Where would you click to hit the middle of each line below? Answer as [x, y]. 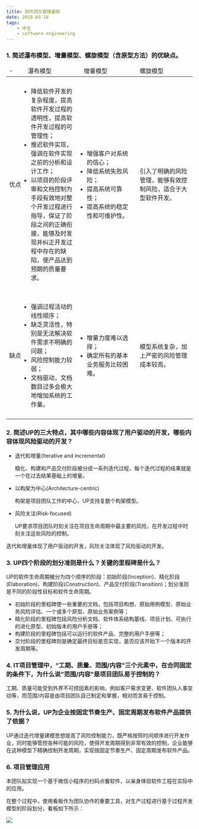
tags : [13, 23]
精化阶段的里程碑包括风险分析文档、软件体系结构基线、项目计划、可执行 [103, 619]
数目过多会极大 [52, 387]
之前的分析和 [49, 162]
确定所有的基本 [107, 356]
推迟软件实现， [52, 144]
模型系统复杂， [161, 347]
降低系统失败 [105, 171]
